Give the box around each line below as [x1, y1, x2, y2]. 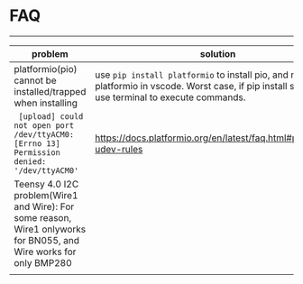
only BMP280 [14, 256, 72, 269]
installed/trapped [14, 85, 87, 97]
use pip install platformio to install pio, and [94, 69, 289, 81]
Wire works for [14, 245, 77, 258]
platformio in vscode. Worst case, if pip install [94, 79, 288, 92]
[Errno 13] [14, 138, 60, 149]
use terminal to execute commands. [94, 91, 246, 104]
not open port [14, 120, 75, 131]
